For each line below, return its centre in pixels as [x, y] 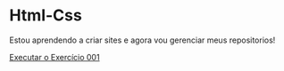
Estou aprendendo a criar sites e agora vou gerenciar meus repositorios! [142, 40]
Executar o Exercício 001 [54, 57]
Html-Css [46, 16]
